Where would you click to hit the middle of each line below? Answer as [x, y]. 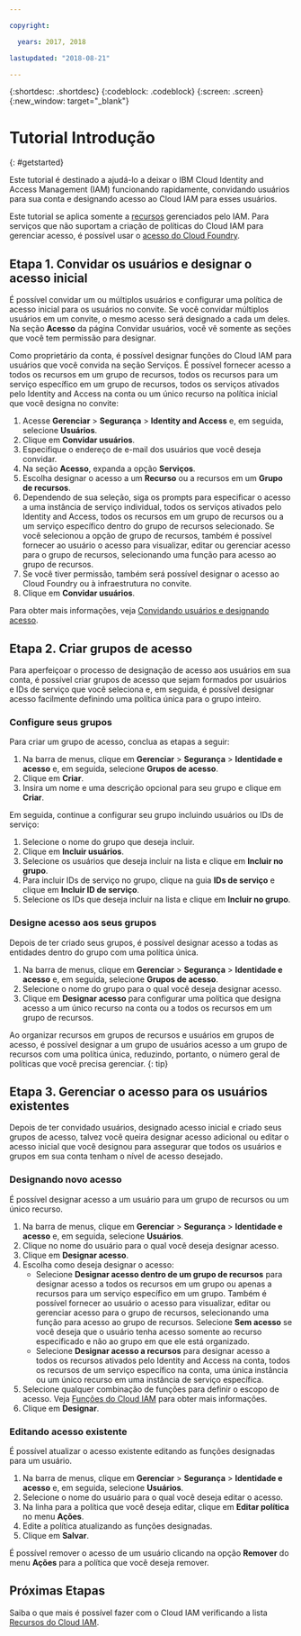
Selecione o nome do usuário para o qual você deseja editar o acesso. [152, 1497]
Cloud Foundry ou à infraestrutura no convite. [107, 584]
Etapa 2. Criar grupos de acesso [101, 648]
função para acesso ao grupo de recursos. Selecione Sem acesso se [164, 1322]
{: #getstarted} [37, 162]
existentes [40, 1106]
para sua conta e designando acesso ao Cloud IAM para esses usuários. [143, 199]
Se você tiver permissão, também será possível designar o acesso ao [151, 574]
